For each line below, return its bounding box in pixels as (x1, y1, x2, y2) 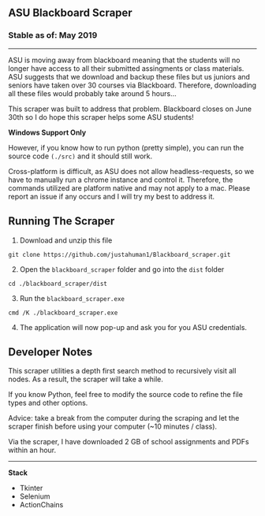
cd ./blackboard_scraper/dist (8, 280, 108, 288)
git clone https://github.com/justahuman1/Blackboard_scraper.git (8, 251, 231, 258)
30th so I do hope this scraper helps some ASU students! (8, 112, 195, 121)
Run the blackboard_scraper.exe (19, 293, 125, 303)
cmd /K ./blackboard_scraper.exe (8, 309, 118, 317)
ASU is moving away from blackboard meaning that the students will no (8, 55, 241, 65)
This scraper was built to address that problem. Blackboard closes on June (8, 104, 252, 113)
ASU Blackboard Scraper (8, 6, 132, 20)
